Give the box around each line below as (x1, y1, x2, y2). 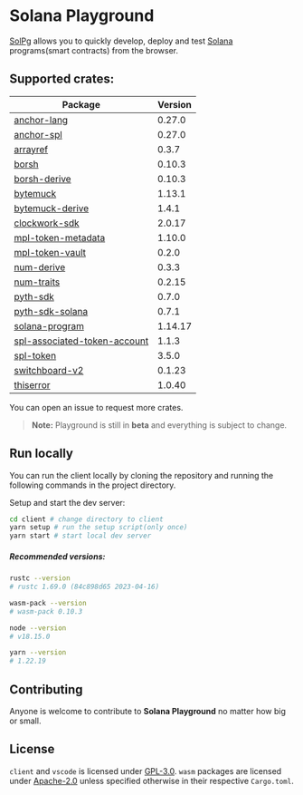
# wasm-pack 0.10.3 (9, 606, 83, 616)
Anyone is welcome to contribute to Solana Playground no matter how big (9, 705, 287, 716)
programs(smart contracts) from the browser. (9, 44, 179, 55)
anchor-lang (14, 113, 69, 126)
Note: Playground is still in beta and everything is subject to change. (31, 419, 288, 431)
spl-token (14, 349, 57, 362)
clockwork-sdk (14, 217, 80, 229)
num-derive (14, 260, 66, 273)
